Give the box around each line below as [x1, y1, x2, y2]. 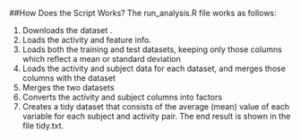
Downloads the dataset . [21, 25, 113, 35]
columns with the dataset [21, 73, 116, 83]
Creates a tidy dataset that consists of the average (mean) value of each [21, 101, 290, 111]
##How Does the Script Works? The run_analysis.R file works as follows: [9, 8, 278, 18]
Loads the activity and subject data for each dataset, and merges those [21, 63, 287, 74]
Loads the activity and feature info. [21, 35, 152, 45]
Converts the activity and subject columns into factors [21, 92, 222, 102]
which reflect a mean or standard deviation [21, 54, 181, 64]
